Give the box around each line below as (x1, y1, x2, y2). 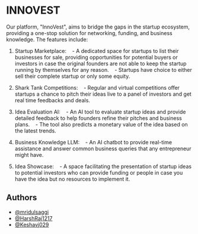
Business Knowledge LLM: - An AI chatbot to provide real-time (14, 138, 173, 146)
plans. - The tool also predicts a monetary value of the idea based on (14, 121, 188, 128)
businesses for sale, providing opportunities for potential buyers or (14, 53, 178, 61)
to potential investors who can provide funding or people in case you (14, 169, 183, 176)
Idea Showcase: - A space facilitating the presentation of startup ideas (14, 163, 191, 170)
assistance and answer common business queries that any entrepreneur (14, 145, 191, 152)
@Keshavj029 (14, 221, 49, 228)
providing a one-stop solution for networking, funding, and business (6, 29, 173, 36)
